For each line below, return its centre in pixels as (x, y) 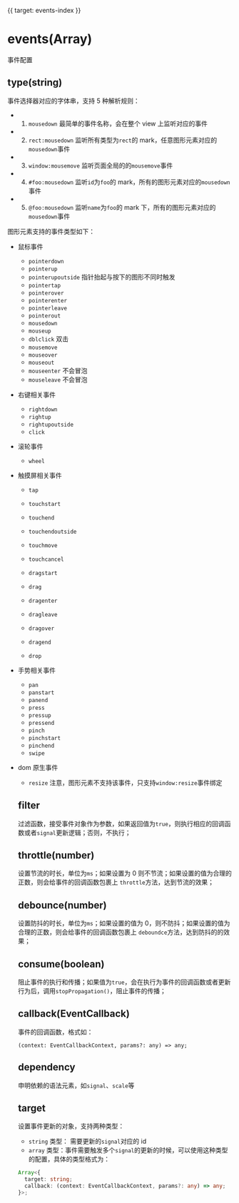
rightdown (43, 410)
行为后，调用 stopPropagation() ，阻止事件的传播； (92, 991)
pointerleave (48, 308)
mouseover (43, 355)
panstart (41, 692)
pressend (41, 723)
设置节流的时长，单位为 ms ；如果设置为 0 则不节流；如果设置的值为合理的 (124, 873)
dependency (46, 1067)
